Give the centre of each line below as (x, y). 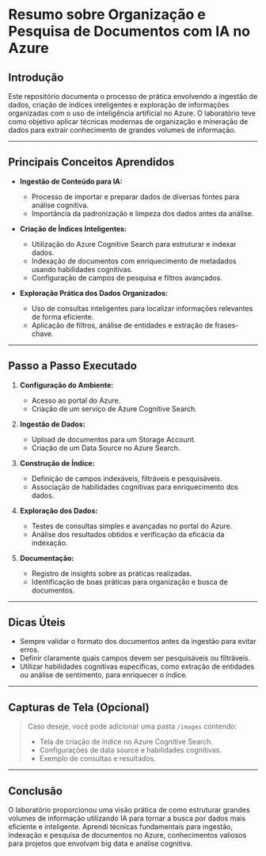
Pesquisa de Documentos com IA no (129, 31)
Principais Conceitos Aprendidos (91, 163)
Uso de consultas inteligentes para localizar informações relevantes (142, 308)
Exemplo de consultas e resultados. (97, 759)
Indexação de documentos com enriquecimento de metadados (134, 261)
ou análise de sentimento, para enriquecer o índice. (104, 675)
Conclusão (36, 791)
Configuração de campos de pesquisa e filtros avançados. (127, 278)
